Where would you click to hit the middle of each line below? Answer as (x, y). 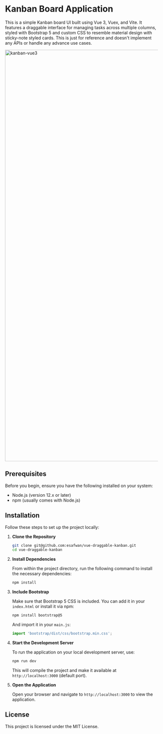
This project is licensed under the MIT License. (52, 726)
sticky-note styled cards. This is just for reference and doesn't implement (78, 38)
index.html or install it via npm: (43, 606)
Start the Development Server (43, 643)
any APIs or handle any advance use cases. (49, 43)
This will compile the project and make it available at (64, 670)
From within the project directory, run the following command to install (82, 569)
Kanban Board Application (59, 9)
